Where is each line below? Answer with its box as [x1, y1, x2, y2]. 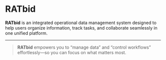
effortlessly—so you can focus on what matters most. [17, 49, 126, 55]
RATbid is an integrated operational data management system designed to [5, 20, 157, 26]
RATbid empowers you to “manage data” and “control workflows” [17, 44, 151, 50]
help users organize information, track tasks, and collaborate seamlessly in [5, 25, 158, 30]
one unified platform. [5, 30, 48, 36]
